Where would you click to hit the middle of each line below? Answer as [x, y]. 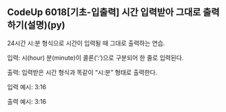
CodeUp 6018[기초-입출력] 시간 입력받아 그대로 [104, 12]
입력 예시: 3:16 [27, 87]
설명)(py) [46, 25]
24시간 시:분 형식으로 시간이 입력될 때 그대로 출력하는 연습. [86, 43]
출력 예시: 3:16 [27, 101]
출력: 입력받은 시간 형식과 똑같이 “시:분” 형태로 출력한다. [82, 72]
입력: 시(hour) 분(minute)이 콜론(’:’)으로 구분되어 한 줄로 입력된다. [95, 58]
